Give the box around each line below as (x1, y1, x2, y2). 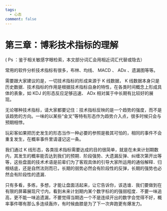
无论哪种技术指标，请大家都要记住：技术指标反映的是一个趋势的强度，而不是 (5, 107, 162, 113)
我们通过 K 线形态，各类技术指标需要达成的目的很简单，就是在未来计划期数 (5, 147, 159, 153)
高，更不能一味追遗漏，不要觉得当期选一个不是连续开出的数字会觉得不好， (5, 195, 158, 201)
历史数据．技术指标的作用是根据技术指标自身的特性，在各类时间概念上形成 (5, 84, 158, 90)
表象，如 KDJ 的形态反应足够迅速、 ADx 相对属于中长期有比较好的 (13, 90, 149, 96)
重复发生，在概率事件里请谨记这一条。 (5, 136, 83, 142)
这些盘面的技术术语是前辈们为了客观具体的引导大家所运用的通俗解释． (13, 159, 158, 165)
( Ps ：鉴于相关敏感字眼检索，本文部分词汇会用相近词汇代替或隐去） (5, 57, 145, 63)
